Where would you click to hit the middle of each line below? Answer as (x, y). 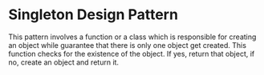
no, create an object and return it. (63, 62)
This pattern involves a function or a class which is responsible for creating (132, 37)
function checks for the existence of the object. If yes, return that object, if (132, 53)
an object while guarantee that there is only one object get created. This (128, 45)
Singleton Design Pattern (93, 15)
